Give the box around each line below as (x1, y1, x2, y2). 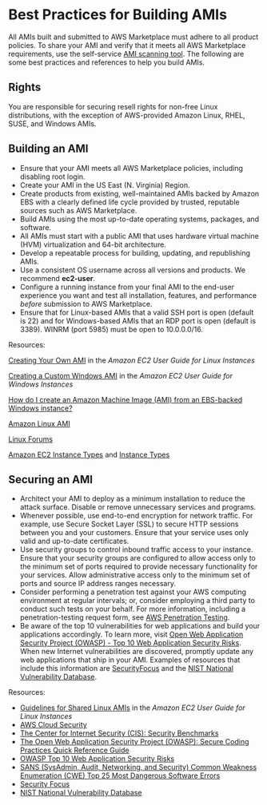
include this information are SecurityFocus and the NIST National (19, 664, 234, 673)
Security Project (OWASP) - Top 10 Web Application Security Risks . (19, 638, 241, 648)
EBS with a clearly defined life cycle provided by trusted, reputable (19, 197, 240, 207)
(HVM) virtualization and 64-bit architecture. (19, 240, 166, 249)
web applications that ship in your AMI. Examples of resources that (19, 655, 241, 664)
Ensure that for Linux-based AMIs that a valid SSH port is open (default (19, 307, 254, 317)
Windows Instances (8, 379, 74, 389)
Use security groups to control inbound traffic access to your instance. (19, 545, 253, 554)
